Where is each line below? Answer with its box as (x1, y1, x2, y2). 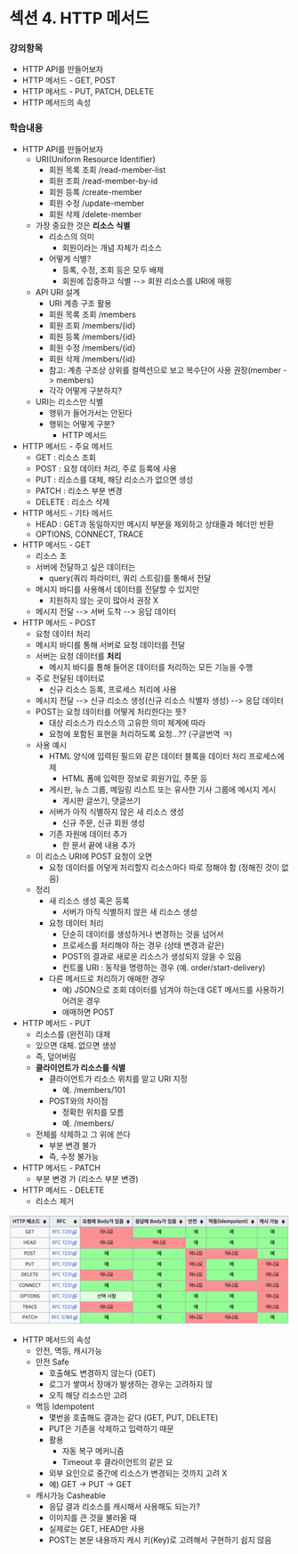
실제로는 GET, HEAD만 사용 (48, 1523, 145, 1534)
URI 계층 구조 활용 (48, 297, 112, 308)
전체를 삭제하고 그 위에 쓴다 (35, 1129, 131, 1139)
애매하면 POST (61, 1007, 115, 1017)
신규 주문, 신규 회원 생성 (61, 817, 145, 828)
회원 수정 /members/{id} (48, 342, 136, 352)
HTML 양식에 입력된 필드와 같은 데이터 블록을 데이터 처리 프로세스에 (48, 750, 285, 761)
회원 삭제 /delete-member (48, 208, 142, 219)
